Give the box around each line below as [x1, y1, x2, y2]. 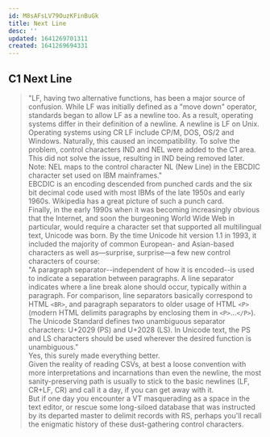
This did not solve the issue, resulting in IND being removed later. [27, 153, 245, 162]
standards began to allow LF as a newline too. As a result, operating [27, 110, 254, 120]
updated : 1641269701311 [8, 34, 89, 43]
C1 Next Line [8, 72, 73, 86]
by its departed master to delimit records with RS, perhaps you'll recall [27, 410, 262, 420]
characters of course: [27, 256, 101, 266]
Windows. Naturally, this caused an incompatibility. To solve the [27, 136, 240, 145]
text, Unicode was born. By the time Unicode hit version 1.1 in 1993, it [27, 230, 257, 240]
